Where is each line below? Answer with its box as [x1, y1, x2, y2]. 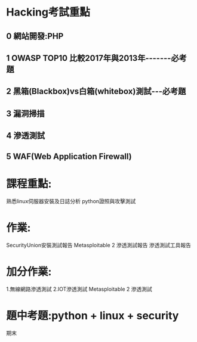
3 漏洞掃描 [6, 108, 45, 119]
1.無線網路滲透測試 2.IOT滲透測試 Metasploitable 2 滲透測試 [6, 285, 152, 293]
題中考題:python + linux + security [6, 309, 179, 322]
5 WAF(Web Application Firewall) [6, 151, 133, 161]
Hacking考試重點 [6, 5, 91, 19]
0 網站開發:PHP [6, 31, 64, 41]
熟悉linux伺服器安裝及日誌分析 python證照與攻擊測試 [6, 198, 136, 205]
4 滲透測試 [6, 130, 45, 141]
